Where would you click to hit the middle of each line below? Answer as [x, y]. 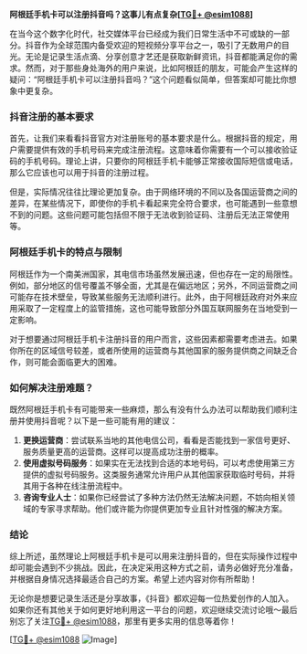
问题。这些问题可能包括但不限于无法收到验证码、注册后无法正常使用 [161, 215]
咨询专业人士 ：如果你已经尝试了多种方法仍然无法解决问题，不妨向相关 [155, 497]
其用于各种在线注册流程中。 [75, 485]
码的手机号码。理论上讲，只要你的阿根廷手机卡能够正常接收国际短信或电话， [153, 161]
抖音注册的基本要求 [52, 116]
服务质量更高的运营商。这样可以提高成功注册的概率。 [123, 451]
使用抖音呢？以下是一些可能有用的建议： [101, 420]
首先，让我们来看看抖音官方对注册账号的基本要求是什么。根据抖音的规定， [149, 138]
